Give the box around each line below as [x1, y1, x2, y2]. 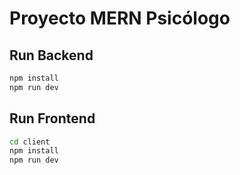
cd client [9, 137, 51, 147]
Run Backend [9, 47, 94, 64]
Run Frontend [9, 110, 96, 127]
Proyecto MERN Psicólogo [9, 7, 231, 30]
